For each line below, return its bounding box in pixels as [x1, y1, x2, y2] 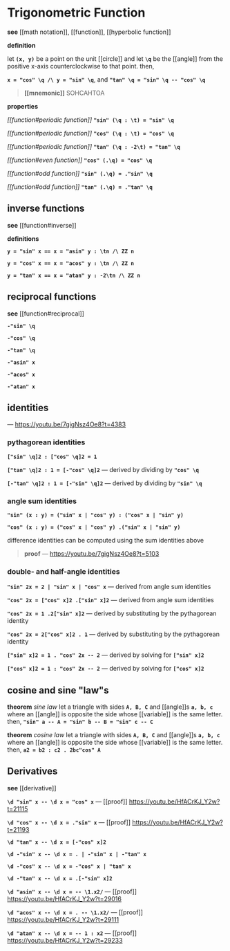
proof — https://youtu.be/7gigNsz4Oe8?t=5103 [23, 549, 160, 558]
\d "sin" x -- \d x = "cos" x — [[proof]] [7, 797, 128, 806]
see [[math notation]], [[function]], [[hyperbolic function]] [7, 28, 171, 36]
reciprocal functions [7, 291, 97, 302]
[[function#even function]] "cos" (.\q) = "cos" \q [7, 156, 153, 164]
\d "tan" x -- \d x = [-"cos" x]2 [7, 839, 107, 846]
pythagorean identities [7, 437, 86, 447]
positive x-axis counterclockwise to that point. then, [7, 62, 155, 70]
